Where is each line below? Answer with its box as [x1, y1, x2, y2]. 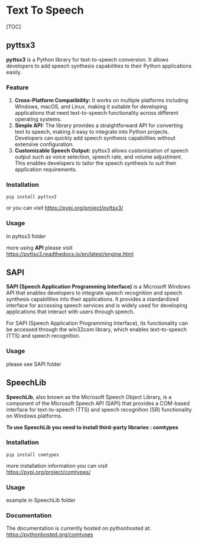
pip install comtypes [6, 452, 60, 458]
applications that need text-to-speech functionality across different [14, 109, 178, 116]
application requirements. [14, 166, 77, 173]
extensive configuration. [14, 141, 74, 148]
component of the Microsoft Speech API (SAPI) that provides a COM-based [6, 400, 190, 407]
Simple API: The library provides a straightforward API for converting [14, 122, 183, 129]
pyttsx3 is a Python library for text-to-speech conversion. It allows [6, 56, 169, 63]
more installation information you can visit [6, 462, 108, 469]
